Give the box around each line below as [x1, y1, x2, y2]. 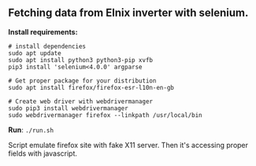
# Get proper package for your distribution [8, 76, 157, 85]
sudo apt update [8, 49, 61, 57]
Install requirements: [8, 27, 78, 36]
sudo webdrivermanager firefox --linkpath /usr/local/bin [8, 111, 202, 119]
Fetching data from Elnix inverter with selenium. [8, 6, 249, 20]
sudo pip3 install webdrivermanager [8, 104, 128, 113]
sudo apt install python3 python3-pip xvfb [8, 56, 154, 64]
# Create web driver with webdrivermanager [8, 98, 154, 105]
